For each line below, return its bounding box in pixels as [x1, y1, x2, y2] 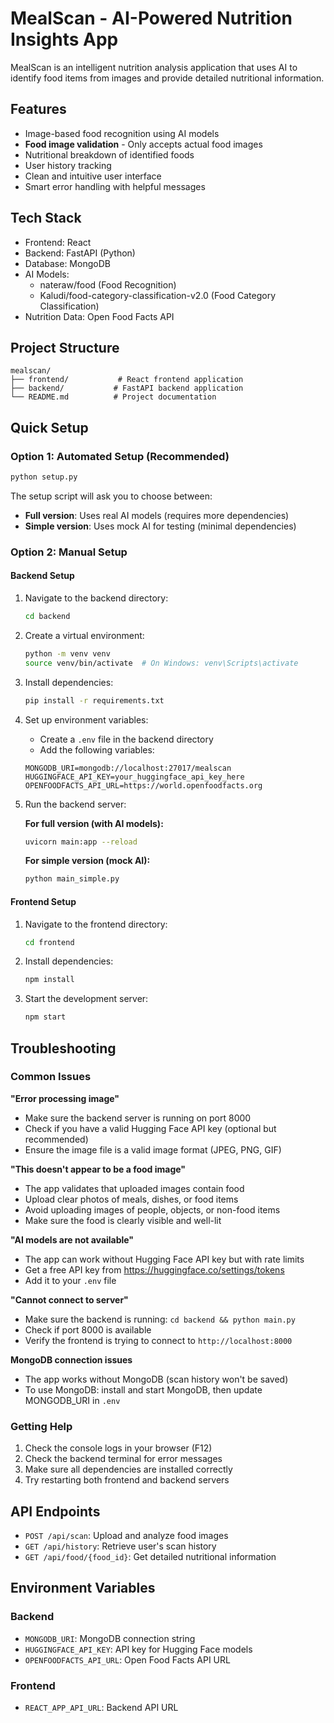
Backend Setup [10, 570, 75, 582]
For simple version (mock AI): [24, 855, 151, 867]
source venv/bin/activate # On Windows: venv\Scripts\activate [24, 658, 299, 668]
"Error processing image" [10, 1092, 120, 1104]
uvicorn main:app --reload [24, 837, 138, 847]
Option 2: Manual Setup [10, 545, 128, 559]
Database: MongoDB [24, 257, 111, 269]
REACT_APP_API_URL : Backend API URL [24, 1701, 179, 1713]
